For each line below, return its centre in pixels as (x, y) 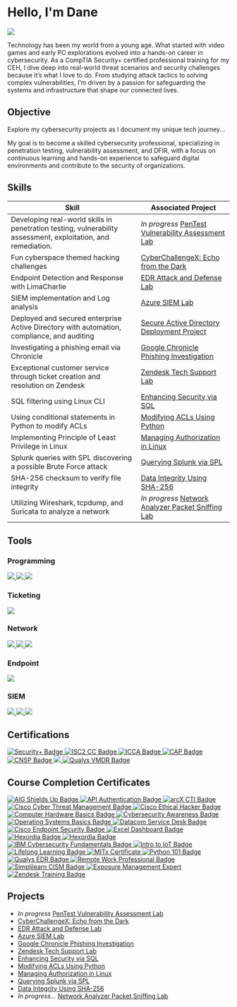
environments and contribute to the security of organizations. (96, 165)
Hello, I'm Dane (53, 12)
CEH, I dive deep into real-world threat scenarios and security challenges (114, 67)
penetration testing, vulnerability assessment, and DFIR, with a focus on (112, 150)
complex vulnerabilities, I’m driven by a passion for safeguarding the (107, 83)
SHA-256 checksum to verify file (66, 478)
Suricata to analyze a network (60, 511)
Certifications (38, 735)
